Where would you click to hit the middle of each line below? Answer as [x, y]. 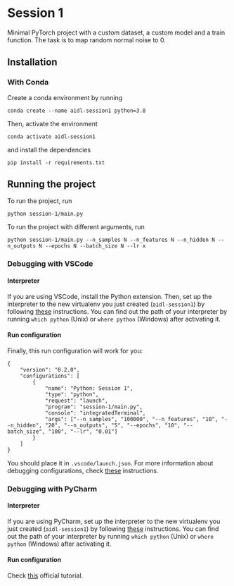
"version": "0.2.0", [50, 370]
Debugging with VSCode [50, 264]
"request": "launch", [77, 401]
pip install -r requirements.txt [56, 163]
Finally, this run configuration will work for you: [75, 350]
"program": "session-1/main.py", [93, 407]
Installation [32, 62]
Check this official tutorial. [45, 575]
